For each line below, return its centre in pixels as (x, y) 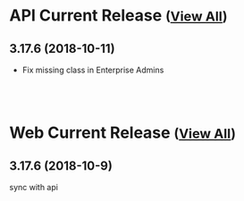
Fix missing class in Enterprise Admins (93, 70)
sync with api (34, 187)
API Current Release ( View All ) (118, 16)
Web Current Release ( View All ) (123, 133)
